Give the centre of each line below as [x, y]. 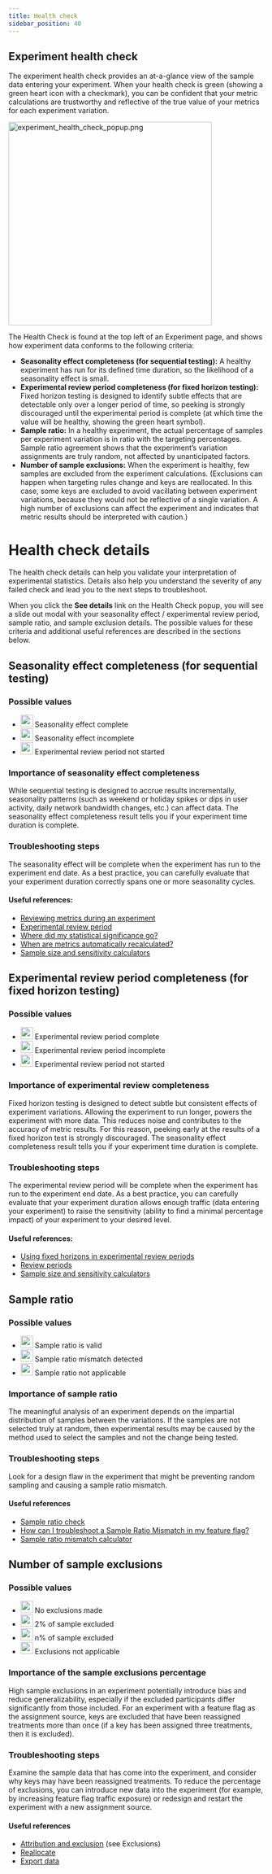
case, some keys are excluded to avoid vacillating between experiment [138, 491]
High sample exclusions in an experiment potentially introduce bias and [127, 1690]
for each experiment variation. [59, 111]
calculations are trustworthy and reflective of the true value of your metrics [134, 102]
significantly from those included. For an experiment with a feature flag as [132, 1708]
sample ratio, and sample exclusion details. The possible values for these [131, 622]
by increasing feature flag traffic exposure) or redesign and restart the [126, 1798]
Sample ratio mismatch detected [89, 1359]
